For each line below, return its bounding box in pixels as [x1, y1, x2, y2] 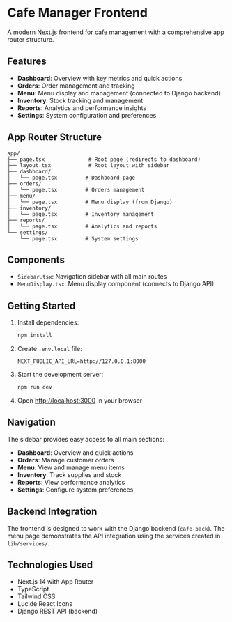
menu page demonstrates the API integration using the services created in [7, 531, 221, 540]
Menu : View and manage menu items [17, 463, 125, 472]
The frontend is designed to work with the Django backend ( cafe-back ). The [7, 524, 225, 532]
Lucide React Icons [17, 600, 73, 608]
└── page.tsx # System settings [20, 235, 139, 242]
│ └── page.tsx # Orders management [7, 186, 145, 193]
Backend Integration [7, 506, 98, 518]
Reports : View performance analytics [17, 478, 125, 486]
